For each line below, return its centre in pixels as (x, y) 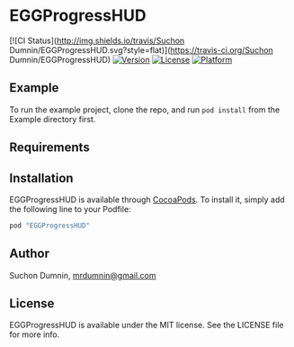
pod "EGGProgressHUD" (50, 226)
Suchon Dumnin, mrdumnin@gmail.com (83, 275)
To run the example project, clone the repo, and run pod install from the (145, 110)
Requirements (49, 148)
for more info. (35, 334)
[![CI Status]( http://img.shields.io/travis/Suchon (97, 40)
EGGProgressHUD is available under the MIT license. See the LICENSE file (147, 325)
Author (29, 254)
